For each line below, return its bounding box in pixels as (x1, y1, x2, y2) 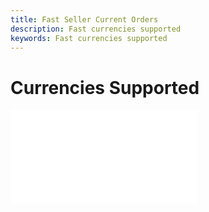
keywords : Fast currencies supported (10, 33, 168, 43)
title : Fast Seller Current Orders (10, 14, 159, 25)
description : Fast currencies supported (10, 24, 182, 34)
